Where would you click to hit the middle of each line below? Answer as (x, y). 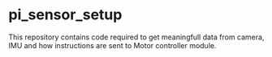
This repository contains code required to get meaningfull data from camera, (136, 37)
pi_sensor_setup (65, 15)
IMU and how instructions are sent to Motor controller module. (112, 45)
